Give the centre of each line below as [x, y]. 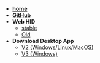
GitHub [21, 15]
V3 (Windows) [40, 54]
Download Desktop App [43, 41]
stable [29, 28]
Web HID [24, 22]
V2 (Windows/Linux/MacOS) [57, 47]
